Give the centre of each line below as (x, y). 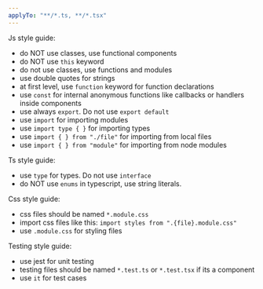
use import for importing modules (74, 119)
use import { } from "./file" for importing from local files (115, 136)
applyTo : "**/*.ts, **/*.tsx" (58, 15)
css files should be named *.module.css (84, 214)
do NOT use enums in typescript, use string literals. (100, 183)
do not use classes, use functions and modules (96, 70)
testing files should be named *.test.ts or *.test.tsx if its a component (137, 269)
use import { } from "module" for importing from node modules (123, 144)
